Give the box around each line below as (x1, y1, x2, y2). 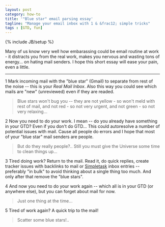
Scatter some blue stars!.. (17, 217, 70, 223)
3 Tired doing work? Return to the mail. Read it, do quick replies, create (5, 158, 149, 164)
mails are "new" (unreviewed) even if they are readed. (5, 89, 114, 95)
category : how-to (5, 12, 41, 17)
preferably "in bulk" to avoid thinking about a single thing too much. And (5, 169, 151, 174)
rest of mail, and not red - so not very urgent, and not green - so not (17, 104, 155, 110)
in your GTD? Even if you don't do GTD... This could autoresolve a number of (5, 123, 160, 129)
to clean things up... (17, 148, 57, 155)
